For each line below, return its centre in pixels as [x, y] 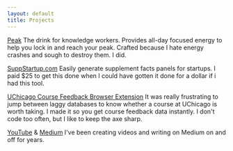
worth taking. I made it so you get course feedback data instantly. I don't [111, 111]
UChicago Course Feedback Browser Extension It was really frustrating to [113, 96]
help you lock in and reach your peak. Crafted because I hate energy [105, 47]
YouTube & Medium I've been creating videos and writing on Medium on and [116, 132]
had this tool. [26, 83]
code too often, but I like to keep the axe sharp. [75, 118]
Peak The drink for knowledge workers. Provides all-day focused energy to [115, 40]
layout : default [31, 14]
